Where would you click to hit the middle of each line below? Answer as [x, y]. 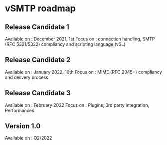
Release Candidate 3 [38, 93]
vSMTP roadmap [41, 9]
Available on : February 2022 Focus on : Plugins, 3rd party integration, [77, 105]
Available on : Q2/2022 [29, 138]
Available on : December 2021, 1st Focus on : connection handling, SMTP [80, 39]
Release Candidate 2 [38, 60]
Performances [20, 110]
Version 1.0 [23, 126]
